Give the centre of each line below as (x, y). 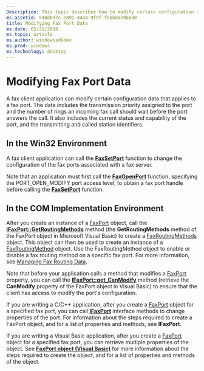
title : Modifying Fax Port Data (47, 23)
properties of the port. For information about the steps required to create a (99, 317)
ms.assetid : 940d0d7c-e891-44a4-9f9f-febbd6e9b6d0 (72, 18)
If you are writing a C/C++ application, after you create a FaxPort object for (100, 305)
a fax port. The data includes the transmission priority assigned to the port (99, 105)
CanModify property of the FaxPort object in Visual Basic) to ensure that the (102, 286)
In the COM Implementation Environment (85, 208)
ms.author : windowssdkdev (39, 40)
